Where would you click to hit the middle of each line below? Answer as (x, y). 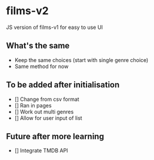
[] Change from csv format (47, 99)
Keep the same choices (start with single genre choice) (81, 60)
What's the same (38, 46)
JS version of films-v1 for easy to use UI (54, 27)
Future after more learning (55, 136)
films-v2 (27, 11)
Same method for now (41, 66)
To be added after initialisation (63, 85)
